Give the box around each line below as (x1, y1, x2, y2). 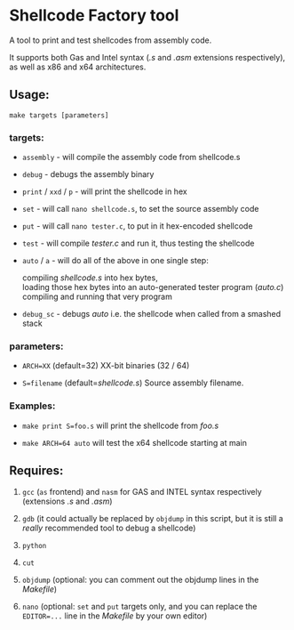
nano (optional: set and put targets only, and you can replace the (21, 602, 258, 612)
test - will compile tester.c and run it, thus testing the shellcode (21, 238, 255, 249)
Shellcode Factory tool (9, 5, 179, 26)
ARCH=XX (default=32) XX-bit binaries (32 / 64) (21, 360, 190, 371)
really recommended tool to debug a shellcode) (21, 522, 196, 534)
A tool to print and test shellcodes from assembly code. (9, 35, 212, 45)
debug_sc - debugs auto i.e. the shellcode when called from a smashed (21, 309, 282, 319)
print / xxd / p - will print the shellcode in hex (21, 186, 188, 197)
